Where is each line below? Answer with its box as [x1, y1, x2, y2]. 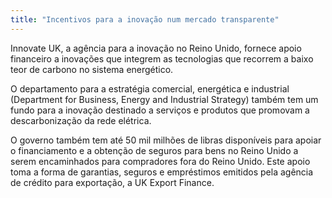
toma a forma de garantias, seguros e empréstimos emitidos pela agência [10, 166, 314, 178]
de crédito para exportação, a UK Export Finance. [10, 176, 215, 188]
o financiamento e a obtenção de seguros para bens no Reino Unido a [10, 144, 299, 156]
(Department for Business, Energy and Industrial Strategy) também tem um [10, 93, 319, 105]
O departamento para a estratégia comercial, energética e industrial [10, 82, 290, 95]
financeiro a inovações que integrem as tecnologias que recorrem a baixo [10, 52, 314, 65]
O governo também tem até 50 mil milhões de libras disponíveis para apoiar [10, 134, 322, 146]
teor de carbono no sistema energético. [10, 63, 174, 75]
